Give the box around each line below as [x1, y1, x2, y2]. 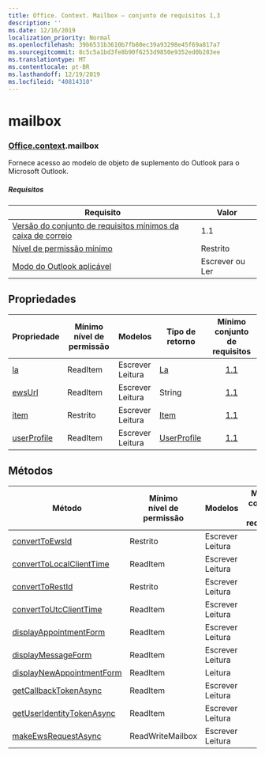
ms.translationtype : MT [8, 56, 87, 64]
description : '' [8, 19, 62, 27]
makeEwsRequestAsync [12, 730, 102, 741]
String [159, 387, 182, 398]
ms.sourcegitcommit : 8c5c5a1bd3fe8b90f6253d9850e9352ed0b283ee [8, 48, 221, 56]
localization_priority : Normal [8, 33, 111, 42]
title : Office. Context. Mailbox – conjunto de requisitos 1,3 [8, 11, 221, 20]
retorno [166, 335, 196, 346]
